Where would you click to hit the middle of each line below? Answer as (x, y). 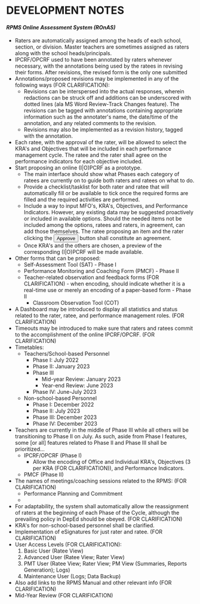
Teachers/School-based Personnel (67, 354)
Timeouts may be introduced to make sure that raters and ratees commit (104, 328)
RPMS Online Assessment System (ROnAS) (61, 27)
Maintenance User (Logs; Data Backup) (72, 576)
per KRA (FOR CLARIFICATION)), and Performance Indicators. (109, 468)
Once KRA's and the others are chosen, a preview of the (93, 245)
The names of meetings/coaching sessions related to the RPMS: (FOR (101, 481)
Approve (66, 239)
